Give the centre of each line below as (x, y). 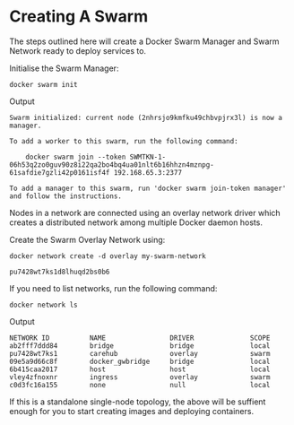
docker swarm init (43, 84)
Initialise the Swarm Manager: (64, 68)
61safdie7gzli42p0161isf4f (60, 172)
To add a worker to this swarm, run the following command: (124, 141)
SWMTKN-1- (148, 157)
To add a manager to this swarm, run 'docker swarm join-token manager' (148, 188)
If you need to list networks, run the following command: (113, 288)
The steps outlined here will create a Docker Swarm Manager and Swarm (144, 41)
